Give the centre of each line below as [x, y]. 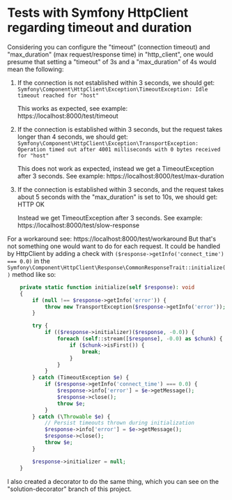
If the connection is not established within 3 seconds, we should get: [116, 82]
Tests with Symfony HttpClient [98, 13]
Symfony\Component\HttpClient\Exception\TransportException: [108, 143]
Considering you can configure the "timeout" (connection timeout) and [109, 47]
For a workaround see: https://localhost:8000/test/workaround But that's [112, 238]
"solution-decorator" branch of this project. [70, 489]
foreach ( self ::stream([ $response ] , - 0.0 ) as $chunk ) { [140, 339]
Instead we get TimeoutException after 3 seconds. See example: [110, 218]
